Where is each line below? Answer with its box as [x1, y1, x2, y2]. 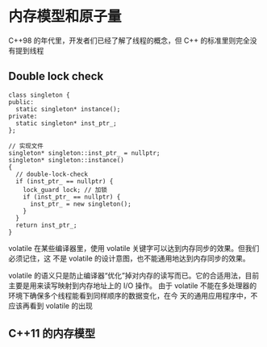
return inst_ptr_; [15, 221, 78, 229]
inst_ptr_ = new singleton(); [29, 199, 131, 208]
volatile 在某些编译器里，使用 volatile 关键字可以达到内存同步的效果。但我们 [8, 243, 260, 253]
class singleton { [8, 90, 70, 99]
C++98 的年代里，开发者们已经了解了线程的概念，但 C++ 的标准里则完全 [8, 36, 250, 45]
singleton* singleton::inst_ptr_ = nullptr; [8, 148, 161, 157]
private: [8, 112, 38, 120]
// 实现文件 [8, 142, 44, 150]
